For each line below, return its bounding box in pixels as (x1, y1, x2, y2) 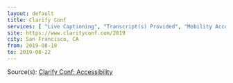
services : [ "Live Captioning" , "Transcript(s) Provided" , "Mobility (7, 23, 213, 30)
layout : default (7, 10, 54, 17)
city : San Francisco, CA (7, 36, 79, 43)
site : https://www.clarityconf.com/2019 (7, 29, 126, 37)
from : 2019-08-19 (7, 42, 58, 49)
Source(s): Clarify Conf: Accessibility (7, 67, 113, 76)
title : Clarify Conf (7, 17, 67, 24)
